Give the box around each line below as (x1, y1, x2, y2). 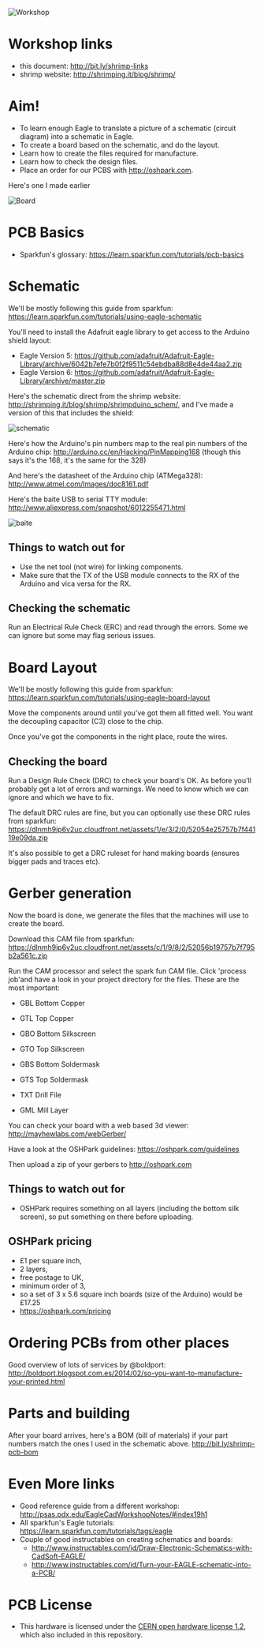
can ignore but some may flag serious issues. (8, 631, 156, 640)
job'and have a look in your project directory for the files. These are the (8, 975, 240, 985)
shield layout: (8, 336, 52, 345)
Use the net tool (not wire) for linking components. (19, 561, 184, 572)
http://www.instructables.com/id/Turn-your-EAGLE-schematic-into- (31, 1559, 252, 1569)
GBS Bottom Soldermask (19, 1060, 100, 1069)
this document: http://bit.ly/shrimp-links (19, 61, 149, 70)
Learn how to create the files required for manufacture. (19, 148, 199, 158)
